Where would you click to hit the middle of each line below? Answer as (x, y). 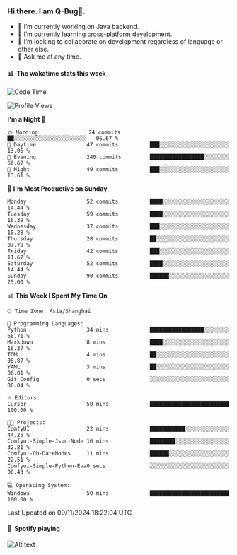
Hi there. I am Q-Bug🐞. (47, 11)
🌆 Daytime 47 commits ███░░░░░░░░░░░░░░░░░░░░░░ (118, 144)
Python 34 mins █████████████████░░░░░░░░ (118, 329)
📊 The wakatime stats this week (57, 73)
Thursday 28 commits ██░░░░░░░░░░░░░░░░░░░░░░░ (118, 239)
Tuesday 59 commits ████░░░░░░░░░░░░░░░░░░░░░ (118, 214)
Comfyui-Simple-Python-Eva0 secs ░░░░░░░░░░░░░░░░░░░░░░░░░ (118, 466)
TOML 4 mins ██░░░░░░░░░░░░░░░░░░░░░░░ (118, 354)
